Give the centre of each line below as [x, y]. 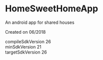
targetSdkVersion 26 [26, 52]
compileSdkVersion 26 [28, 41]
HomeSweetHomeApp [52, 9]
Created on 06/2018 [25, 32]
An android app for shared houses [40, 22]
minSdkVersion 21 [23, 47]
